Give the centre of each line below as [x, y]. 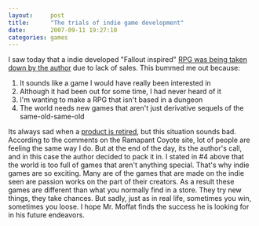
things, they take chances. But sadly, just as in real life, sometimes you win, [130, 199]
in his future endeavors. [46, 215]
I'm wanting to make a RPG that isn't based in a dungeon [111, 100]
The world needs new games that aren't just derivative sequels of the [132, 108]
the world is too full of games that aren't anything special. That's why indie [129, 165]
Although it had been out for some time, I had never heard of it [120, 92]
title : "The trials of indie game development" [96, 23]
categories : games [38, 37]
